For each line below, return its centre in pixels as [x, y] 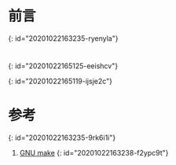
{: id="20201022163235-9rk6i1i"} [62, 137]
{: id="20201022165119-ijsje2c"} [60, 81]
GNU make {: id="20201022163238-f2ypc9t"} [94, 153]
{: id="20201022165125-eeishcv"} [63, 66]
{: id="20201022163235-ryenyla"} [63, 38]
